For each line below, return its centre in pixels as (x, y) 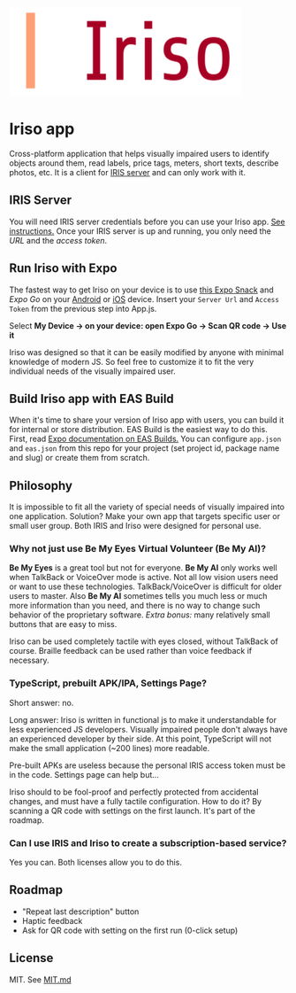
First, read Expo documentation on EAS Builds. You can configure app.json (145, 439)
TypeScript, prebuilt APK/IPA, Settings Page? (108, 683)
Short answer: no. (42, 702)
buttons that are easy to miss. (63, 625)
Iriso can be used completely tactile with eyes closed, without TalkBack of (144, 641)
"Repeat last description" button (80, 912)
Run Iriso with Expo (63, 268)
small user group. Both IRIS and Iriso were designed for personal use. (135, 526)
